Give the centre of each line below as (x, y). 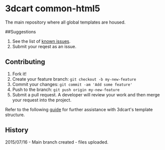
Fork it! (19, 74)
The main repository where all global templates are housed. (65, 22)
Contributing (25, 62)
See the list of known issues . (41, 41)
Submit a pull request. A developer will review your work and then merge (86, 94)
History (17, 130)
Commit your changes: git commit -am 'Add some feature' (72, 84)
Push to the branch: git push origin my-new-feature (66, 90)
